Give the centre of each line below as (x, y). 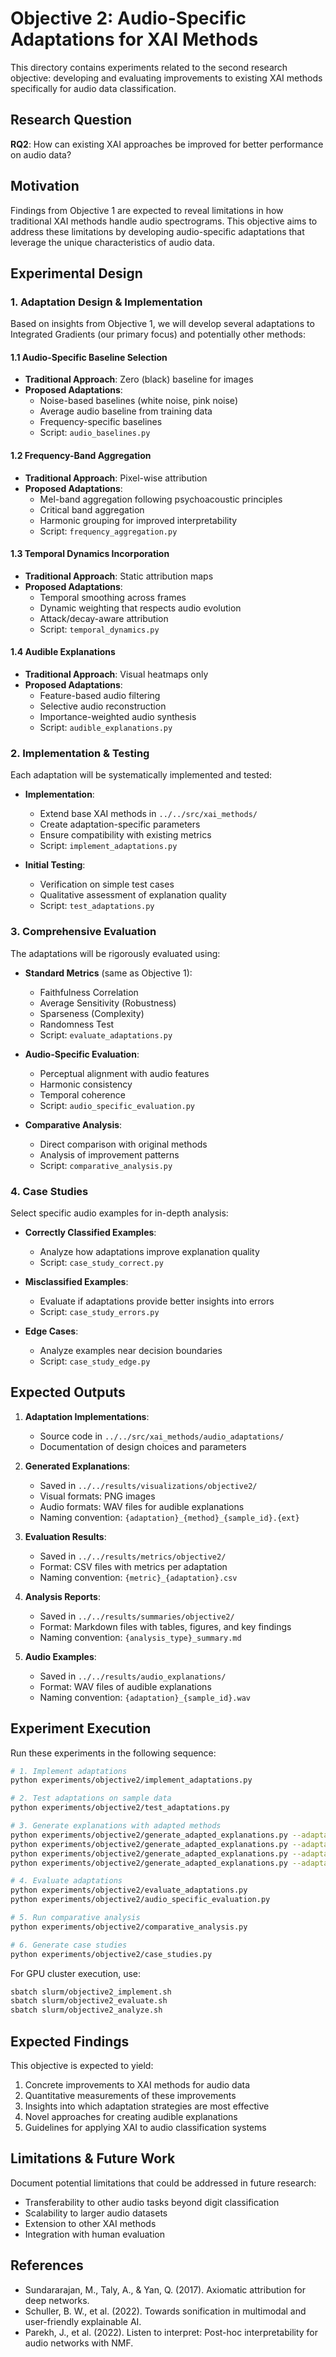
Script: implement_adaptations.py (108, 846)
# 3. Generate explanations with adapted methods (116, 1826)
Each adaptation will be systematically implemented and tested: (141, 775)
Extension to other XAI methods (90, 2223)
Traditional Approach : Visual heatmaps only (116, 674)
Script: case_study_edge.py (95, 1361)
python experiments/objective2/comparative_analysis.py (129, 1927)
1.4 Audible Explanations (63, 652)
